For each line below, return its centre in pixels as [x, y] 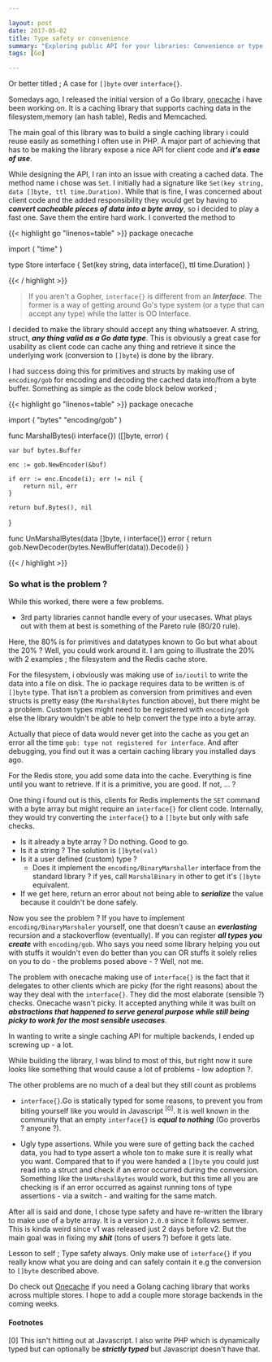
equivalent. [51, 885]
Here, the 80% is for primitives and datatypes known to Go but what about [133, 642]
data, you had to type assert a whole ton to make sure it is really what [136, 1153]
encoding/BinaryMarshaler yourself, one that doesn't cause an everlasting [133, 927]
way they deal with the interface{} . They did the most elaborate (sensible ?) [136, 995]
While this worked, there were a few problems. [86, 602]
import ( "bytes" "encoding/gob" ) [65, 420]
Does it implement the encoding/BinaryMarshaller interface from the [147, 868]
